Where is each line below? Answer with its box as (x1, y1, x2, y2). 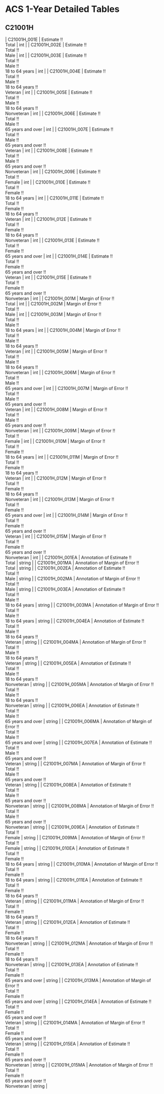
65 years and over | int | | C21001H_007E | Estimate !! (5, 126, 113, 132)
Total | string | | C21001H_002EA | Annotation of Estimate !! (5, 565, 125, 571)
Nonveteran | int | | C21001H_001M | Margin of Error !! (5, 296, 115, 301)
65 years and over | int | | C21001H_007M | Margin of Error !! (5, 386, 128, 391)
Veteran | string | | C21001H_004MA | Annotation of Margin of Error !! (5, 639, 146, 645)
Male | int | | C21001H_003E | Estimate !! (5, 52, 87, 58)
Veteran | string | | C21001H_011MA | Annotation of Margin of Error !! (5, 898, 144, 904)
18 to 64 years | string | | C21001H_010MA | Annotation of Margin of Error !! (5, 861, 158, 867)
